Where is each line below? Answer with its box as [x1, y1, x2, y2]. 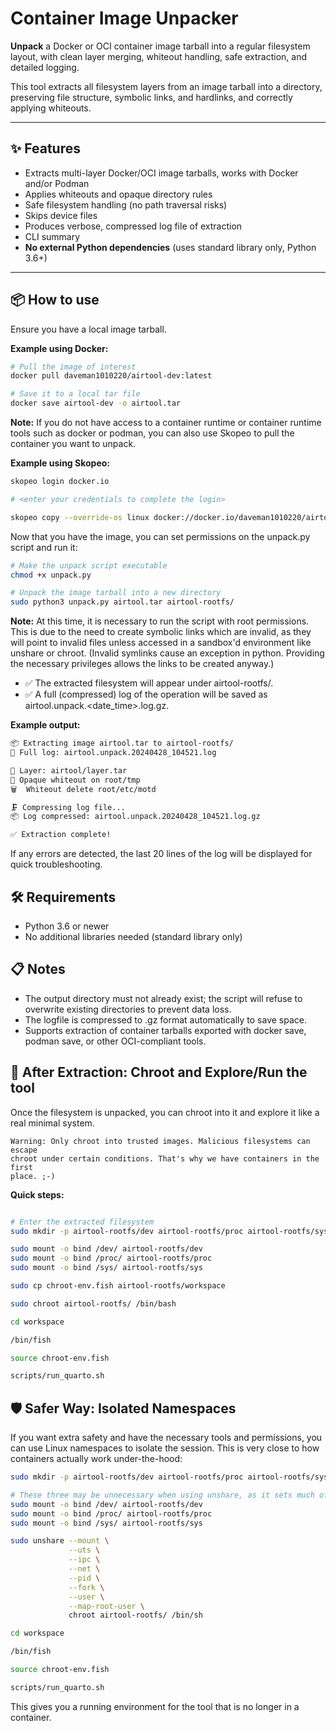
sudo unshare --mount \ [10, 1536, 110, 1546]
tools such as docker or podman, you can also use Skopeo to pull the [10, 427, 295, 439]
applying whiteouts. [10, 102, 92, 114]
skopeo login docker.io [10, 477, 110, 487]
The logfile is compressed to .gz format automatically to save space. [24, 1013, 307, 1026]
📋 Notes [10, 961, 66, 978]
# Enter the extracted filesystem [10, 1217, 155, 1227]
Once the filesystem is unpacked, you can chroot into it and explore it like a [10, 1106, 320, 1118]
